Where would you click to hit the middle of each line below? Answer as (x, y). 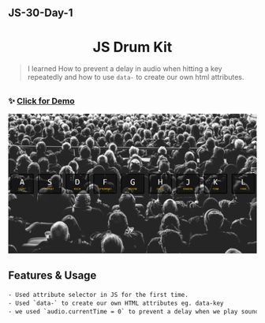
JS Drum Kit (132, 47)
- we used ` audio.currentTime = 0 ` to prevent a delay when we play (123, 311)
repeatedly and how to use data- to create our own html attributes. (136, 77)
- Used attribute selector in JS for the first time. (99, 295)
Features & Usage (52, 276)
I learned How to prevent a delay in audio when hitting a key (125, 69)
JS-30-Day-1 (41, 13)
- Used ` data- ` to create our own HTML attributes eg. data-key (116, 303)
